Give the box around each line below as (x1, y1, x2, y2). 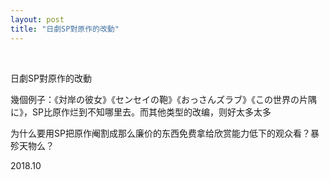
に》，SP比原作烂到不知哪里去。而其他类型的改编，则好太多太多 (10, 106, 272, 118)
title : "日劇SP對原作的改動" (10, 24, 120, 34)
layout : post (10, 14, 65, 25)
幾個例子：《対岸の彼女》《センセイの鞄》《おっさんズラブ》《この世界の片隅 (10, 93, 317, 105)
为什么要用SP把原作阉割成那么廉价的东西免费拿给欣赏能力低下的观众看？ (10, 127, 311, 139)
